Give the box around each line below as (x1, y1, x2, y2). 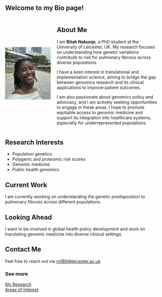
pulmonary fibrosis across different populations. (5, 199, 101, 205)
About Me (56, 26, 88, 34)
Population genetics (12, 151, 53, 157)
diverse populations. (56, 59, 98, 65)
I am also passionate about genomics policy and (56, 94, 153, 99)
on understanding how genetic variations (56, 49, 139, 55)
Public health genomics (12, 167, 59, 173)
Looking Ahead (5, 213, 52, 221)
